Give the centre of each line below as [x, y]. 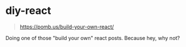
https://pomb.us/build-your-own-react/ [67, 27]
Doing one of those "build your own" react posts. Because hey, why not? [93, 38]
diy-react [28, 11]
